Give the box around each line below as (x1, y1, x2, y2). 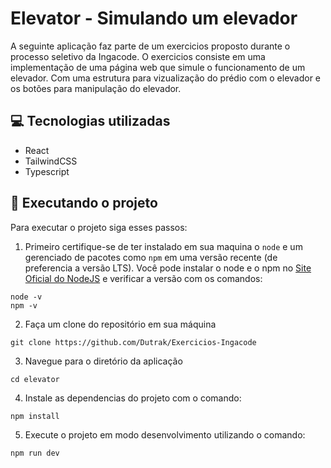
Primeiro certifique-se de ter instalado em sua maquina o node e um (24, 240, 303, 252)
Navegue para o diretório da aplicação (24, 355, 183, 367)
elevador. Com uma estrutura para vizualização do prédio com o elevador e (10, 72, 322, 84)
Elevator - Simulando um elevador (10, 7, 298, 30)
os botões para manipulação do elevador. (10, 82, 182, 94)
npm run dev (10, 448, 60, 458)
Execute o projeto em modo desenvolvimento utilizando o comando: (24, 428, 306, 441)
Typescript (24, 165, 70, 177)
